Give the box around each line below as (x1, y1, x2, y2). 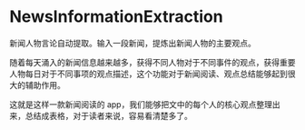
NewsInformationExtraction (9, 6, 224, 27)
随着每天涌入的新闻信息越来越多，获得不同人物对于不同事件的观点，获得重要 (9, 56, 296, 67)
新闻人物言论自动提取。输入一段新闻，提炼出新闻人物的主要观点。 (9, 37, 256, 48)
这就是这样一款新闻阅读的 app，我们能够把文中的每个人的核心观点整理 (9, 98, 272, 110)
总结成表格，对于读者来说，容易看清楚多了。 (25, 110, 192, 121)
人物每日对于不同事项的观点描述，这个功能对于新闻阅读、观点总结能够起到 (9, 68, 288, 79)
